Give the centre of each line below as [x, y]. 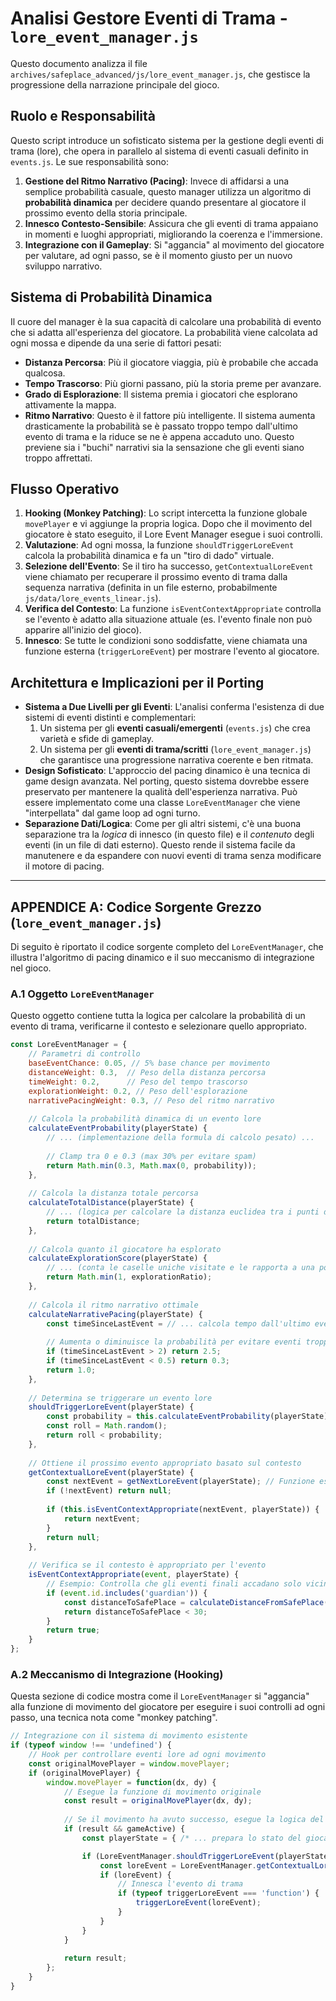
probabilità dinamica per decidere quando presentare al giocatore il [165, 202]
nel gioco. [31, 968]
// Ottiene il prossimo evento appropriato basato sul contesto [165, 1463]
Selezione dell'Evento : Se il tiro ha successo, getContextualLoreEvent [169, 566]
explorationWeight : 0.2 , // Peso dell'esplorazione [138, 1091]
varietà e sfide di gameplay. [97, 739]
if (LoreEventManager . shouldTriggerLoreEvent [178, 1856]
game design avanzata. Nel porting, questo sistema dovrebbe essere [167, 781]
